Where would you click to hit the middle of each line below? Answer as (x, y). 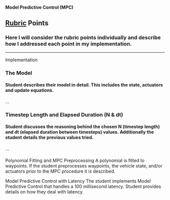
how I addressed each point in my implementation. (69, 44)
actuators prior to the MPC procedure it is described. (60, 171)
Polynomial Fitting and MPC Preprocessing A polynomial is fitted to (75, 160)
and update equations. (30, 90)
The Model (19, 73)
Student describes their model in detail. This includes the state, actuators (84, 85)
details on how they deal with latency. (45, 191)
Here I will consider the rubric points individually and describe (83, 37)
